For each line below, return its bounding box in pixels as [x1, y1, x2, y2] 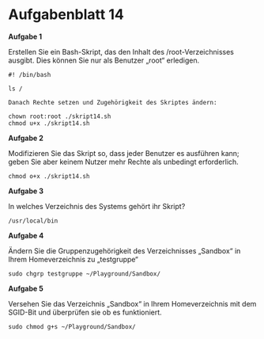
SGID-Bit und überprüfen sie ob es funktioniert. [8, 307, 162, 317]
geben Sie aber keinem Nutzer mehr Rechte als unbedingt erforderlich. [8, 157, 239, 166]
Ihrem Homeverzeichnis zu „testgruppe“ [8, 254, 138, 264]
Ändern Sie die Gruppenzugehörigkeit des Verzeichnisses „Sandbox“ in [8, 246, 241, 255]
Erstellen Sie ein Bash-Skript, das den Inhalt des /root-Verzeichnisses [8, 47, 235, 56]
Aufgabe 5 [8, 284, 43, 293]
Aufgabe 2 [8, 133, 43, 143]
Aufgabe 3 [8, 186, 43, 196]
